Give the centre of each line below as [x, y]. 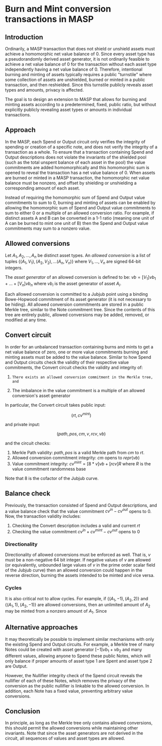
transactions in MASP [49, 19]
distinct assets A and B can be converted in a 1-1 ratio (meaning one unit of [80, 218]
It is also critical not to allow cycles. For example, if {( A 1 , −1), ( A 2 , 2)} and [77, 599]
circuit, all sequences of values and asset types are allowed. [65, 738]
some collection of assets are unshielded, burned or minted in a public [75, 79]
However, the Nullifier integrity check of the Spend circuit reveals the [74, 675]
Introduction [24, 37]
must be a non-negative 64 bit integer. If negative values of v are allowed [78, 560]
